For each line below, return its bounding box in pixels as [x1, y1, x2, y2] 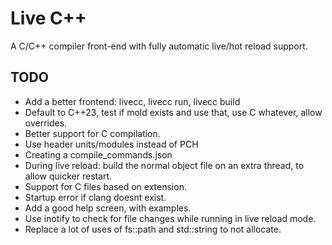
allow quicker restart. [24, 170, 113, 182]
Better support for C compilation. [24, 127, 161, 139]
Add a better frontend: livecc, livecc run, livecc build [24, 95, 241, 107]
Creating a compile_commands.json [24, 148, 173, 161]
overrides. [24, 117, 68, 129]
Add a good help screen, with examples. [24, 202, 192, 214]
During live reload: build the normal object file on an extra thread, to [24, 159, 305, 171]
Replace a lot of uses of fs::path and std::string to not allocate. [24, 223, 282, 235]
